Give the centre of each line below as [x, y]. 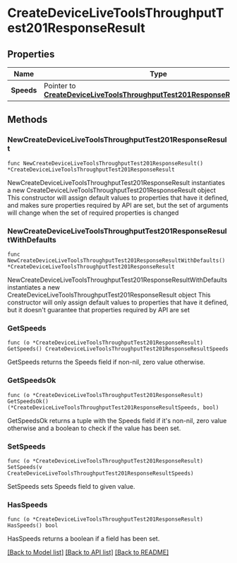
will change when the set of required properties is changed [93, 213]
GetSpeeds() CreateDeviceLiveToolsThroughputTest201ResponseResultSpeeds [118, 349]
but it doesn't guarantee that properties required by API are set [99, 309]
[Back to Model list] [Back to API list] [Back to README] [88, 552]
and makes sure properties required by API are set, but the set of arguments [118, 205]
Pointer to [60, 86]
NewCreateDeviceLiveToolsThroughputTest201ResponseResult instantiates [116, 182]
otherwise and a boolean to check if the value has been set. [94, 428]
